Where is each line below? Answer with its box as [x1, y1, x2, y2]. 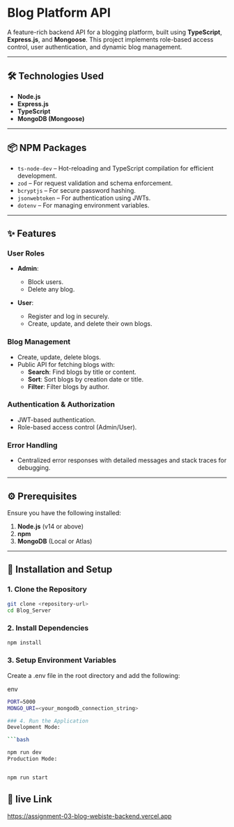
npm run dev [7, 749, 42, 756]
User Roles [7, 249, 45, 258]
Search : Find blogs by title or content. [27, 368, 137, 376]
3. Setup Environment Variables [7, 656, 117, 665]
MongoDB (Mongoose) [17, 114, 85, 123]
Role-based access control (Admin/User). [17, 423, 137, 431]
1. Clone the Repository [7, 585, 87, 594]
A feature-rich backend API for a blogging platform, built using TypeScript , [7, 28, 223, 36]
